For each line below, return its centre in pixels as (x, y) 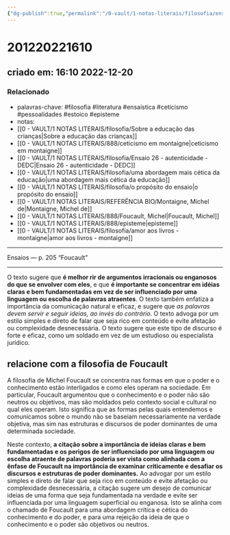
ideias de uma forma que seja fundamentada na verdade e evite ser (102, 495)
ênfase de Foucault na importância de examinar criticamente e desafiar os (115, 467)
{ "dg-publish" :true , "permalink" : (55, 13)
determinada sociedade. (41, 431)
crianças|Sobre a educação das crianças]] (77, 136)
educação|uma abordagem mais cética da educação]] (93, 179)
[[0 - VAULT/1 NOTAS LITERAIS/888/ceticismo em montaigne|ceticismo (118, 143)
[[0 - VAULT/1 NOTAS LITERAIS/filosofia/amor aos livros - (98, 231)
